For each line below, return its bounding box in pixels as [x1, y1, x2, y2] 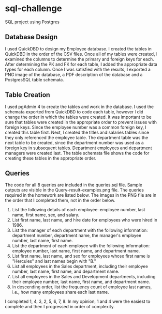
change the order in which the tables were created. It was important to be [5, 114, 152, 120]
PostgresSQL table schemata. [5, 77, 64, 82]
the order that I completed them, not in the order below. [5, 197, 116, 204]
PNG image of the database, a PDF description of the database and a [5, 71, 143, 78]
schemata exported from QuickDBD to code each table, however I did [5, 109, 144, 114]
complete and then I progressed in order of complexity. [5, 304, 115, 310]
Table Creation [5, 91, 50, 99]
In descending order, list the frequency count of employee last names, [12, 284, 152, 290]
